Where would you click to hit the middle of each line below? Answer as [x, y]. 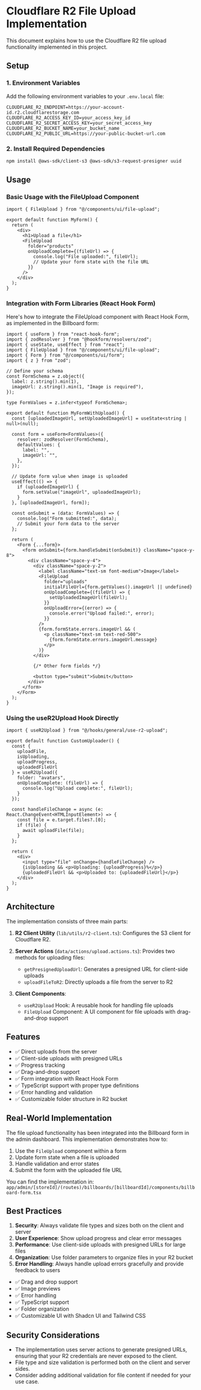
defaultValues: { [39, 445]
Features [23, 1037]
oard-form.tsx [24, 1193]
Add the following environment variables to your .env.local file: [85, 96]
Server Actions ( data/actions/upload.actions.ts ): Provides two [95, 951]
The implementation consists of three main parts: [67, 921]
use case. [27, 1382]
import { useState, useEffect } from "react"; [66, 344]
